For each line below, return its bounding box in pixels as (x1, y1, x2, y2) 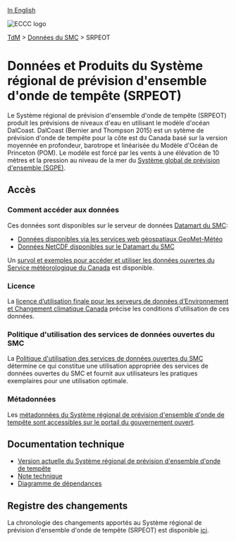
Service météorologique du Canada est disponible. (7, 263, 155, 272)
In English (7, 6, 36, 14)
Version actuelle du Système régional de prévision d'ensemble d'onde (17, 457, 221, 466)
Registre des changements (7, 499, 128, 511)
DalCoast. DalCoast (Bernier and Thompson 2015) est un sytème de (7, 126, 204, 135)
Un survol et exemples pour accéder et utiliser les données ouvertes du (7, 256, 215, 264)
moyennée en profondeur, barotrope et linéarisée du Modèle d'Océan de (7, 141, 218, 149)
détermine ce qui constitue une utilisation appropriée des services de (7, 362, 209, 371)
